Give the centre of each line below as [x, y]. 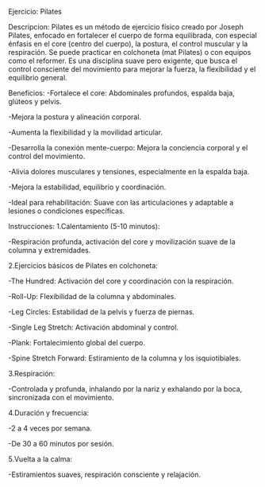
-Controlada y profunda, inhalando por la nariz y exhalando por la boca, [125, 389]
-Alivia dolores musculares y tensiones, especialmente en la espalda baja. [129, 171]
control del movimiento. [47, 156]
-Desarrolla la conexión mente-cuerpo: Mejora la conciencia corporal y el [128, 148]
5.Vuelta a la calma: [40, 459]
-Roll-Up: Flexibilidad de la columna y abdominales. [92, 296]
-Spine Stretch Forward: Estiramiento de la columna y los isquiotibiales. [125, 358]
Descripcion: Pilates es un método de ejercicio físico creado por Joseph [126, 27]
